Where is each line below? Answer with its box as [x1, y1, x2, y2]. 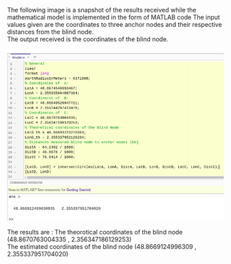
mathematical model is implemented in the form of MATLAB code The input [7, 13, 220, 21]
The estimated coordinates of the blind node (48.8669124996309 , [7, 243, 197, 251]
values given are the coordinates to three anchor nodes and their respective [7, 21, 222, 28]
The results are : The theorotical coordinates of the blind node [7, 228, 184, 236]
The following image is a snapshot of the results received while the [7, 6, 197, 14]
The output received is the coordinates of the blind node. [7, 35, 168, 43]
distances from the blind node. [7, 27, 94, 36]
